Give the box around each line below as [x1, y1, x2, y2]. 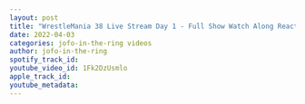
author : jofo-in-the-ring [9, 47, 107, 56]
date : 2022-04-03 [9, 30, 75, 39]
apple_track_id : [9, 72, 71, 81]
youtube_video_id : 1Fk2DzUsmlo [9, 64, 128, 73]
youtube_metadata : [9, 80, 79, 90]
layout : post [9, 13, 59, 23]
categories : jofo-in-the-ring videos [9, 38, 152, 48]
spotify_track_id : [9, 55, 79, 64]
